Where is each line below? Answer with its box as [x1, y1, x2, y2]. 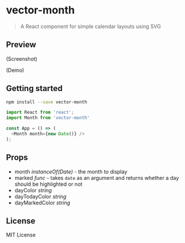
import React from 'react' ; [6, 109, 75, 116]
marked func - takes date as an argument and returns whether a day [14, 174, 179, 181]
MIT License [6, 231, 36, 238]
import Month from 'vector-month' [6, 115, 90, 121]
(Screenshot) [6, 55, 38, 62]
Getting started [6, 84, 63, 93]
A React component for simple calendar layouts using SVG [20, 23, 162, 30]
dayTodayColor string [14, 193, 67, 200]
